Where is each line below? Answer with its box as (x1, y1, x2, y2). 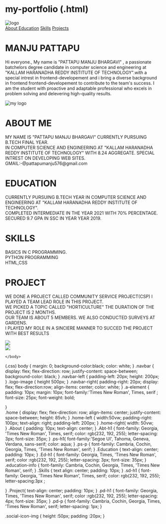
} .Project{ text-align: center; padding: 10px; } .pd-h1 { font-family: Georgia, (5, 487, 158, 493)
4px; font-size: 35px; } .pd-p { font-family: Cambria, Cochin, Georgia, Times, (5, 498, 161, 504)
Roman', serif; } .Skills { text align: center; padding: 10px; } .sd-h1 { (5, 467, 140, 473)
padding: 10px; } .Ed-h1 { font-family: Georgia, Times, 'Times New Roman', (5, 452, 157, 458)
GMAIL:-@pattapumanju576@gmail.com (5, 160, 88, 166)
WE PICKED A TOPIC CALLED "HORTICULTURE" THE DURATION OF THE (5, 304, 155, 310)
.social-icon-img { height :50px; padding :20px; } (5, 513, 105, 519)
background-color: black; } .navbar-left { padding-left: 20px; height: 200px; (5, 373, 160, 379)
